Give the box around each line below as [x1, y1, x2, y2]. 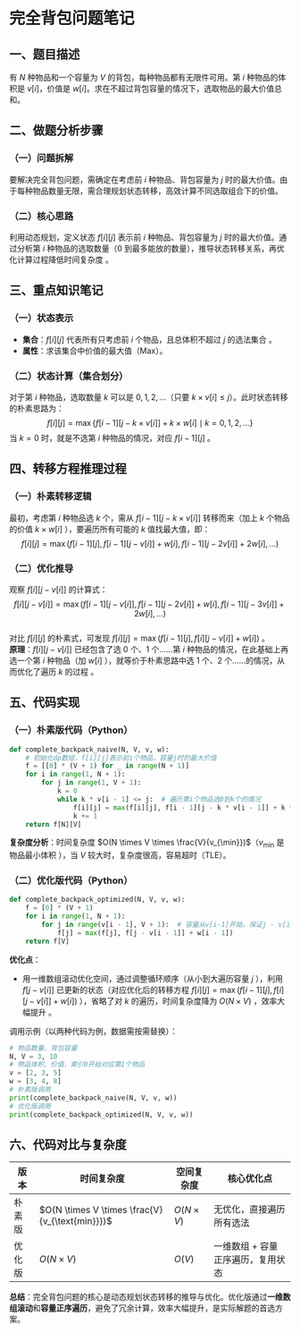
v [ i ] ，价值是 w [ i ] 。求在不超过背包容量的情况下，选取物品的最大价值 [26, 83, 275, 94]
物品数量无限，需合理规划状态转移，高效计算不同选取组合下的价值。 [32, 185, 283, 196]
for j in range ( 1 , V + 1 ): [41, 778, 142, 787]
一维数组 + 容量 [213, 1240, 279, 1252]
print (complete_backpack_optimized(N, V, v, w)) [9, 1110, 194, 1119]
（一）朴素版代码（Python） [9, 724, 133, 736]
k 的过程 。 [57, 666, 99, 676]
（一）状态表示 [9, 312, 74, 325]
